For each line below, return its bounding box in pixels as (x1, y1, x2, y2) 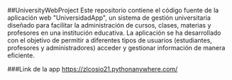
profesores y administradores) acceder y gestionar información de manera (7, 44, 226, 52)
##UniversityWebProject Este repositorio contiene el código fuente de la (7, 6, 219, 14)
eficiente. (7, 51, 35, 59)
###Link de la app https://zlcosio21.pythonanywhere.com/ (7, 65, 178, 73)
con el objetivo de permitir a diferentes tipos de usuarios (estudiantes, (7, 36, 213, 45)
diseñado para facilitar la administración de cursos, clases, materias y (7, 21, 211, 29)
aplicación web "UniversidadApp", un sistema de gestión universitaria (7, 13, 211, 22)
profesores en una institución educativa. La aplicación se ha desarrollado (7, 28, 221, 37)
